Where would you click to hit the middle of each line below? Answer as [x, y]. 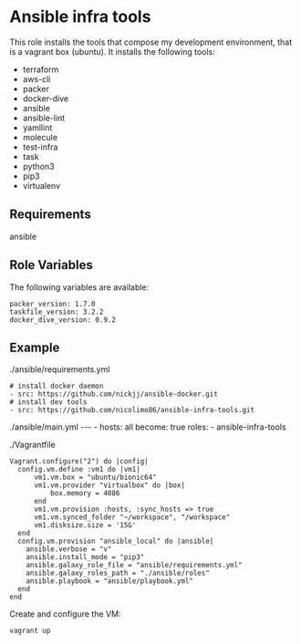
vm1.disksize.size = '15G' [85, 525]
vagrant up [30, 631]
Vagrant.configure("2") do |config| [79, 462]
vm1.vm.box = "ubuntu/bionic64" [95, 478]
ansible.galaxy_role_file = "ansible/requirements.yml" [135, 566]
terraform [41, 69]
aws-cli [36, 78]
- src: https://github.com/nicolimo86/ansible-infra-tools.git [132, 410]
